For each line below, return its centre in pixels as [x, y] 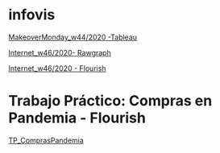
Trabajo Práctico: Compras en [110, 101]
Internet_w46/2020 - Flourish [57, 68]
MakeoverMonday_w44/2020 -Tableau [73, 37]
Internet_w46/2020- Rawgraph [60, 52]
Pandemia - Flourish [77, 118]
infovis [32, 15]
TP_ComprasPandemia [46, 140]
